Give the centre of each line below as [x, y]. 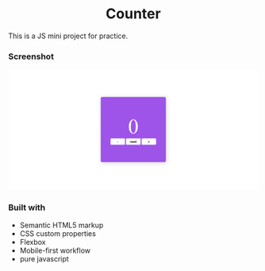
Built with [27, 207]
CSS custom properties [58, 233]
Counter [133, 14]
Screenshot [31, 56]
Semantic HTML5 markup [61, 225]
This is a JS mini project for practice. [68, 36]
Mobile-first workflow [55, 250]
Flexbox [33, 242]
